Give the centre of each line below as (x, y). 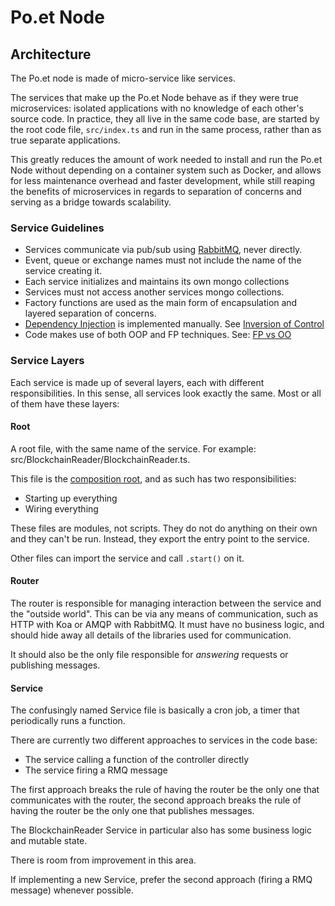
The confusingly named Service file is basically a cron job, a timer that (155, 710)
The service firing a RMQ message (96, 770)
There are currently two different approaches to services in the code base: (164, 740)
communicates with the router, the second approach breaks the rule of (156, 800)
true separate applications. (65, 140)
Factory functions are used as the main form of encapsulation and (161, 303)
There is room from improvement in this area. (103, 860)
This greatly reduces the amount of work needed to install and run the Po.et (166, 159)
